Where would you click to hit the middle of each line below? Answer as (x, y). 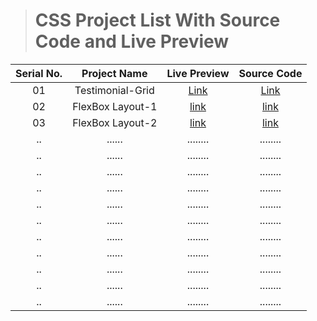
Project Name (114, 73)
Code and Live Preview (132, 41)
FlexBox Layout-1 (115, 106)
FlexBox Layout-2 (115, 122)
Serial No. (39, 73)
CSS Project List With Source (157, 20)
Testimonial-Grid (114, 90)
